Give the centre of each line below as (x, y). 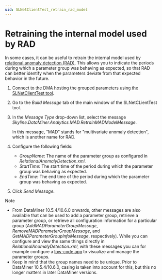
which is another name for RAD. (44, 137)
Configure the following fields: (42, 146)
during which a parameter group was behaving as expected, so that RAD (78, 68)
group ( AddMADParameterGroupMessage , (55, 225)
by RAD (20, 44)
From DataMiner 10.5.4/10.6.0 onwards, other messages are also (76, 210)
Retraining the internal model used (76, 33)
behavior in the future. (27, 78)
